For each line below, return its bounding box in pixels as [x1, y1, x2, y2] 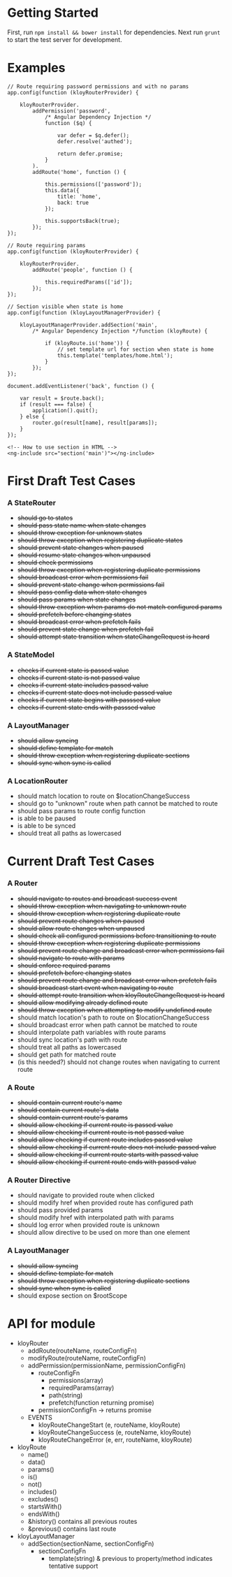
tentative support [48, 1562, 99, 1570]
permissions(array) [48, 1376, 103, 1384]
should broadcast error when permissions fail [17, 573, 149, 581]
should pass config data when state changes [17, 588, 147, 597]
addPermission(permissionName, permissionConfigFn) [27, 1361, 187, 1369]
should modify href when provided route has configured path [17, 1198, 194, 1207]
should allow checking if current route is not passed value [17, 1128, 184, 1137]
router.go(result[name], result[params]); [32, 419, 158, 426]
